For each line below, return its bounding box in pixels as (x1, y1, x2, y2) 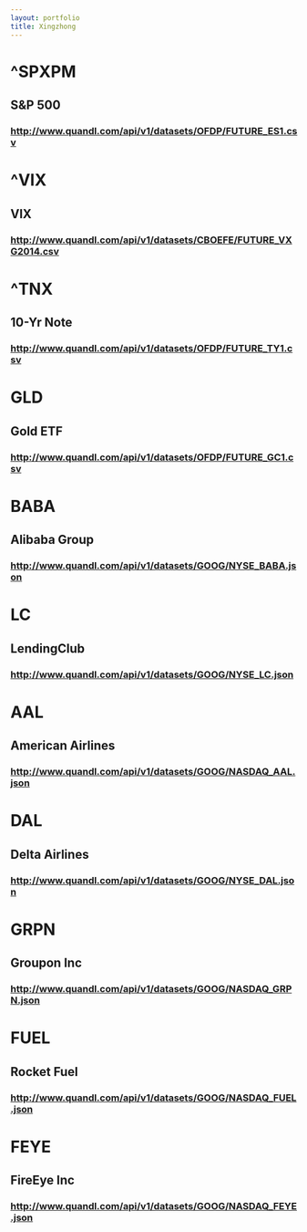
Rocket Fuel (10, 1064, 78, 1080)
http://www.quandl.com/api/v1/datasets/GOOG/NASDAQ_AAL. (10, 766, 296, 778)
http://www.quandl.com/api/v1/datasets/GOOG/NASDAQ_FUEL (10, 1091, 297, 1104)
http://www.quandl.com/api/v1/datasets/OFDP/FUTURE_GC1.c (10, 451, 294, 464)
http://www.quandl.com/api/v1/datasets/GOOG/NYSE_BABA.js (10, 559, 297, 571)
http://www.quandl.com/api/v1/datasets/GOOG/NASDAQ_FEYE (10, 1200, 298, 1212)
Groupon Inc (10, 955, 83, 971)
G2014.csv (10, 245, 60, 257)
